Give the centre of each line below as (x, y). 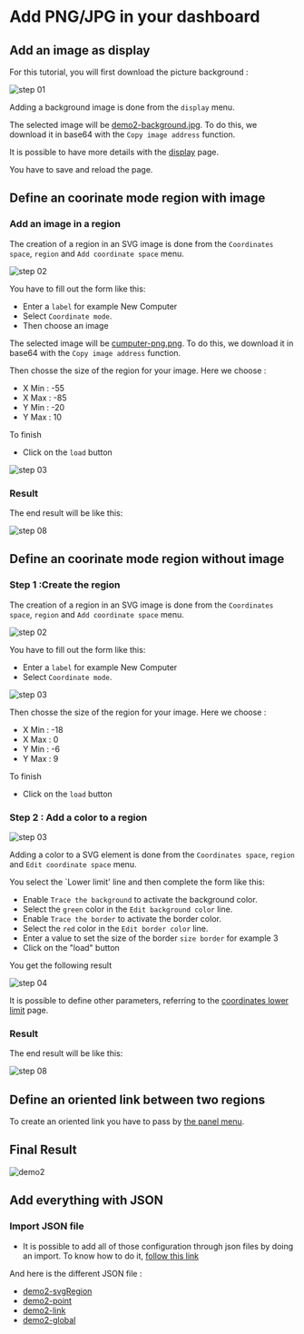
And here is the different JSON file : (76, 1273)
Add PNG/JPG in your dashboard (135, 17)
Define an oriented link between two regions (137, 1099)
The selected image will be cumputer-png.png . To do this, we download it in (152, 343)
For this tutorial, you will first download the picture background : (129, 72)
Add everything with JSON (86, 1201)
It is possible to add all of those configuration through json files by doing (158, 1246)
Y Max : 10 (42, 417)
